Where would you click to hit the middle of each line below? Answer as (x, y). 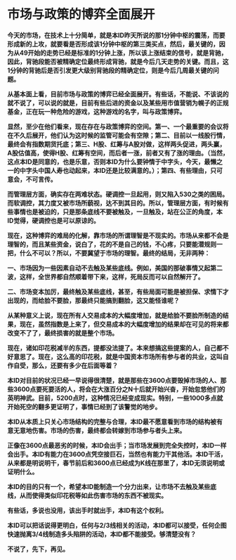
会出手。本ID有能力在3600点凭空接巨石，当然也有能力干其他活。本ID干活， (117, 454)
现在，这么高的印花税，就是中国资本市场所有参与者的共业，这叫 (130, 356)
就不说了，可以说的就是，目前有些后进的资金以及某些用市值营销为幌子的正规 (118, 103)
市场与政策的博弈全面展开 (81, 14)
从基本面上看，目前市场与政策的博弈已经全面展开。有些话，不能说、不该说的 (118, 94)
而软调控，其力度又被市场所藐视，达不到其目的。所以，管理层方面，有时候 (115, 203)
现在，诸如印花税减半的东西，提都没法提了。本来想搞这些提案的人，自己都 (115, 348)
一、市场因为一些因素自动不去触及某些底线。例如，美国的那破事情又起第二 (115, 268)
